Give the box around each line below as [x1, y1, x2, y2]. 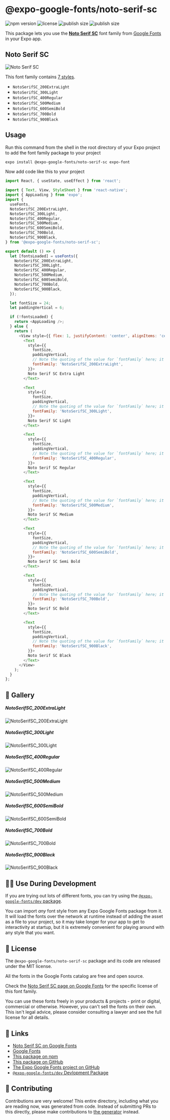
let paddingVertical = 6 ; [10, 305, 65, 311]
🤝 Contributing [5, 1084, 53, 1093]
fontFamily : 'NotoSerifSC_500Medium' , [32, 502, 114, 508]
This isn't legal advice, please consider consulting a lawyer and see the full [5, 1009, 162, 1015]
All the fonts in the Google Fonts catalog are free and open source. [5, 973, 144, 979]
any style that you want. [5, 929, 56, 936]
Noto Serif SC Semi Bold [27, 559, 80, 564]
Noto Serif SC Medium [27, 512, 73, 517]
